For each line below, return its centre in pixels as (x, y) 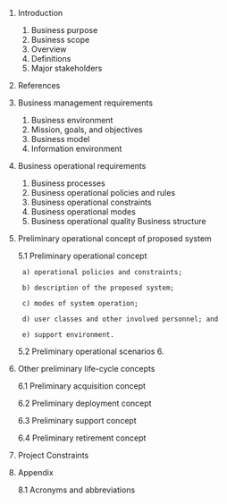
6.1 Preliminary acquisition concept (81, 386)
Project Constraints (53, 455)
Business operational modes (83, 212)
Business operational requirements (82, 166)
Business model (60, 139)
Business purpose (64, 30)
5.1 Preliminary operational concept (82, 256)
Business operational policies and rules (103, 193)
